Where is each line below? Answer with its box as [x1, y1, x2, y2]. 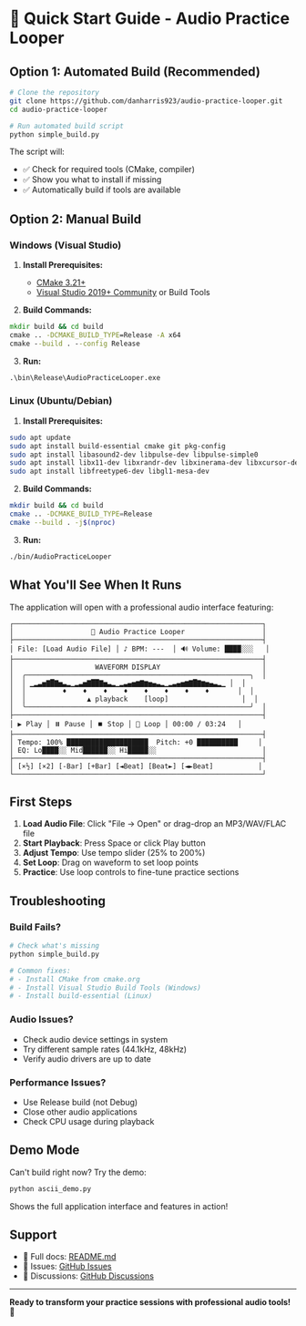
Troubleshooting [9, 893, 107, 909]
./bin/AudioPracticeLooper [9, 551, 112, 561]
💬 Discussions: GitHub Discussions [22, 1270, 155, 1281]
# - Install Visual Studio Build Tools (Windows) [9, 983, 202, 992]
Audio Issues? [9, 1013, 75, 1026]
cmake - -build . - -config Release [9, 339, 141, 348]
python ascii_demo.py [9, 1184, 92, 1193]
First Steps [9, 794, 73, 809]
